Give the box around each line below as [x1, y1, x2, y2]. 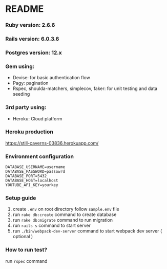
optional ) [12, 234, 33, 240]
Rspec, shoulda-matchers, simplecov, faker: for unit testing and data [12, 85, 158, 92]
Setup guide [5, 194, 36, 202]
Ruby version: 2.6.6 [5, 22, 55, 29]
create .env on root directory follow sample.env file [12, 206, 119, 212]
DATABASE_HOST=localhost [5, 178, 58, 183]
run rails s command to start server [12, 222, 91, 229]
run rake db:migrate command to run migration [12, 217, 113, 223]
